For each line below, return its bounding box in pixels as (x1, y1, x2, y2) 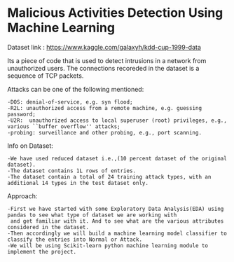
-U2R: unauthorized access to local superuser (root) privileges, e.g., (7, 117, 228, 124)
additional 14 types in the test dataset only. (7, 179, 149, 186)
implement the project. (7, 248, 77, 255)
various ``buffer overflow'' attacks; (7, 123, 121, 130)
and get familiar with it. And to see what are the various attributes (10, 217, 224, 225)
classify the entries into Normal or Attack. (7, 236, 142, 243)
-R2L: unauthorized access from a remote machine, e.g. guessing (7, 104, 202, 111)
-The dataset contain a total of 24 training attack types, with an (7, 173, 212, 180)
